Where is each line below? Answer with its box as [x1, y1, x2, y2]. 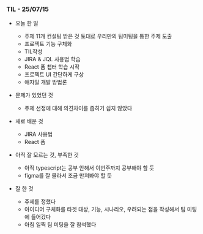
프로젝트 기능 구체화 [24, 40, 72, 48]
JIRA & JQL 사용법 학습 [24, 56, 81, 63]
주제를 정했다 [24, 198, 56, 205]
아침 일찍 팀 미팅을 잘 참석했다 [24, 221, 97, 228]
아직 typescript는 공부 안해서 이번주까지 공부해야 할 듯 [24, 164, 155, 172]
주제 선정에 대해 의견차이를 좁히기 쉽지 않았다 [24, 105, 133, 112]
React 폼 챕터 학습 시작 [24, 63, 80, 70]
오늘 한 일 [15, 20, 39, 27]
